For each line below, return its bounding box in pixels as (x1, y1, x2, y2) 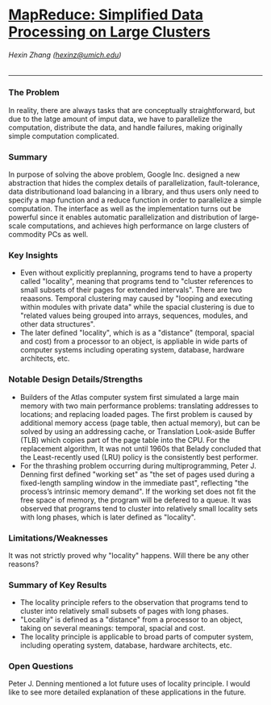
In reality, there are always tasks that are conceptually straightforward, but (8, 105, 256, 115)
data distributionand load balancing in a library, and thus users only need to (8, 186, 260, 196)
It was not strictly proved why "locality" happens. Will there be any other (8, 550, 249, 560)
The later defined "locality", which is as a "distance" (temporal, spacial (19, 328, 255, 338)
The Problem (8, 87, 60, 98)
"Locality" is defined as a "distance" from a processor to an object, (19, 615, 244, 624)
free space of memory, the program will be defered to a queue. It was (19, 494, 252, 505)
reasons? (8, 559, 39, 569)
